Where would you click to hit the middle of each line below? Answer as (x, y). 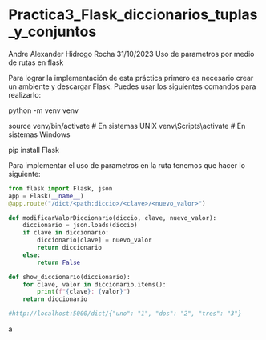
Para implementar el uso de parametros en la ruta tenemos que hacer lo (127, 165)
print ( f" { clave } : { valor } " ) (84, 292)
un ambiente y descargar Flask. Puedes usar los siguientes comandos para (132, 86)
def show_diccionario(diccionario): (69, 277)
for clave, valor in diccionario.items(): (95, 284)
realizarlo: (25, 94)
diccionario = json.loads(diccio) (80, 226)
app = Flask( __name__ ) (46, 196)
